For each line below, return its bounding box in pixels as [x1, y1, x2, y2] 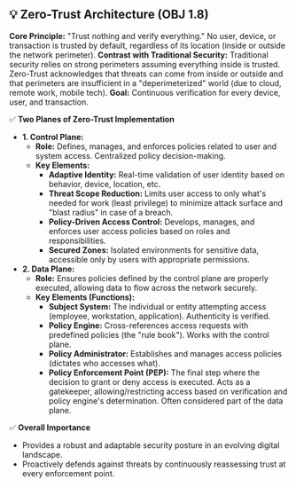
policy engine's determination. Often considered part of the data [48, 395, 284, 406]
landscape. [21, 449, 64, 460]
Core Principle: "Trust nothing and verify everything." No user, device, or [9, 30, 277, 41]
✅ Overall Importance [9, 421, 91, 433]
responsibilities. [48, 235, 106, 246]
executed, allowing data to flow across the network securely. [35, 282, 258, 293]
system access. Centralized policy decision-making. [35, 150, 226, 161]
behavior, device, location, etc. [48, 178, 161, 189]
